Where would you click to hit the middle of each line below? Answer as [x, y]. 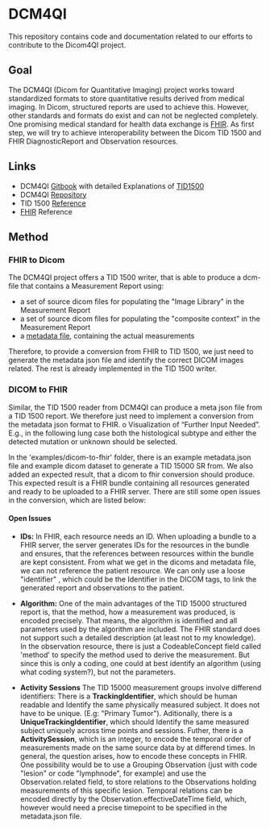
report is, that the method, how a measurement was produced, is [128, 612]
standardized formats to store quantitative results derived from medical [127, 98]
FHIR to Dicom [37, 260]
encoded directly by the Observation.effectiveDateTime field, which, [133, 798]
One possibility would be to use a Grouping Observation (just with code [139, 764]
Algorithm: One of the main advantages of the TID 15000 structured [133, 603]
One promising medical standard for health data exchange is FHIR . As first [131, 124]
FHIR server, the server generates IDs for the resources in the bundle [135, 544]
